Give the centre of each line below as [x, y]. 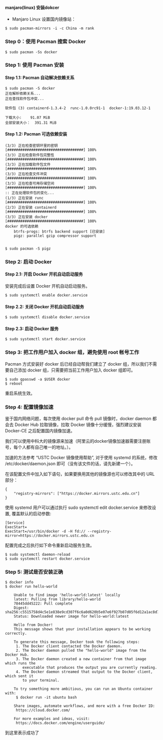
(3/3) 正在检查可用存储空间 [30, 183]
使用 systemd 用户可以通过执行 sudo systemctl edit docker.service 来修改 [78, 507]
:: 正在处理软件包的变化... [30, 193]
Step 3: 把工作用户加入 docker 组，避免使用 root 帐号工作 [72, 352]
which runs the [20, 663]
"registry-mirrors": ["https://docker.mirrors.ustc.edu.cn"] [77, 493]
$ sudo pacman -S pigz [28, 249]
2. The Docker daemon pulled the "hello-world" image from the [81, 651]
